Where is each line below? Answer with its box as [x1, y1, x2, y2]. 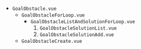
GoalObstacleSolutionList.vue [39, 25, 117, 31]
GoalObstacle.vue [12, 6, 57, 12]
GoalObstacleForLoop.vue [21, 12, 85, 18]
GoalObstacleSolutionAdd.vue [39, 32, 115, 38]
